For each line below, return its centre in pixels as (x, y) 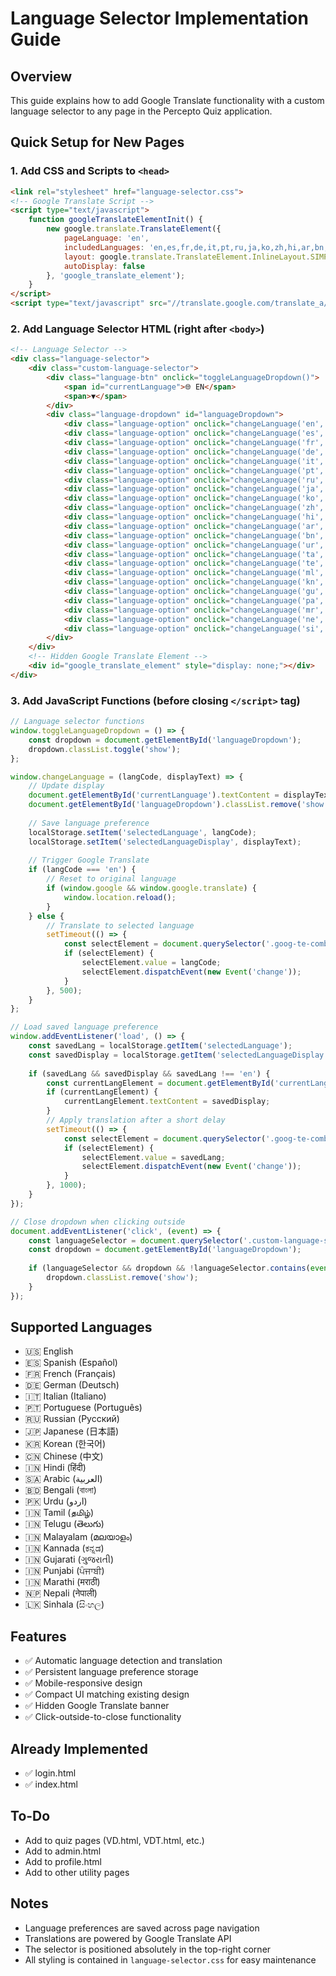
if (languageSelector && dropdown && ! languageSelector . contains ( (169, 1268)
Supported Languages (81, 1327)
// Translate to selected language (120, 925)
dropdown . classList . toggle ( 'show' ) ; (105, 749)
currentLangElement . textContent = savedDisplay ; (167, 1102)
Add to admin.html (63, 1851)
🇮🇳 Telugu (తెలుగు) (64, 1524)
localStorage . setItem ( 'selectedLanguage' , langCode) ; (142, 832)
